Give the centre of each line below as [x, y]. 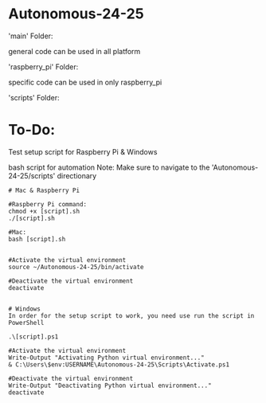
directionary [77, 175]
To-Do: [32, 130]
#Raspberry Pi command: [48, 204]
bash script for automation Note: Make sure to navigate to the [109, 167]
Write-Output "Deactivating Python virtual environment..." [110, 385]
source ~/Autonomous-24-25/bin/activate [76, 267]
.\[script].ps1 [33, 336]
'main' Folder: [31, 36]
